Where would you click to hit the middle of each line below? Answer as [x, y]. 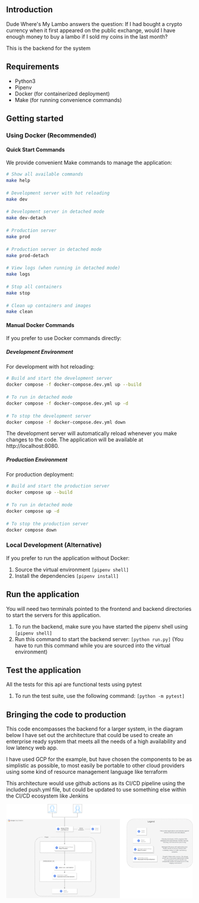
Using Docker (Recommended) [51, 135]
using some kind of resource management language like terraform [87, 772]
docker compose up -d [33, 511]
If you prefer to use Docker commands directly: [64, 338]
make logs [18, 274]
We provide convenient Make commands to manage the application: [89, 163]
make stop [18, 293]
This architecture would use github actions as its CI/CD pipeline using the [96, 783]
